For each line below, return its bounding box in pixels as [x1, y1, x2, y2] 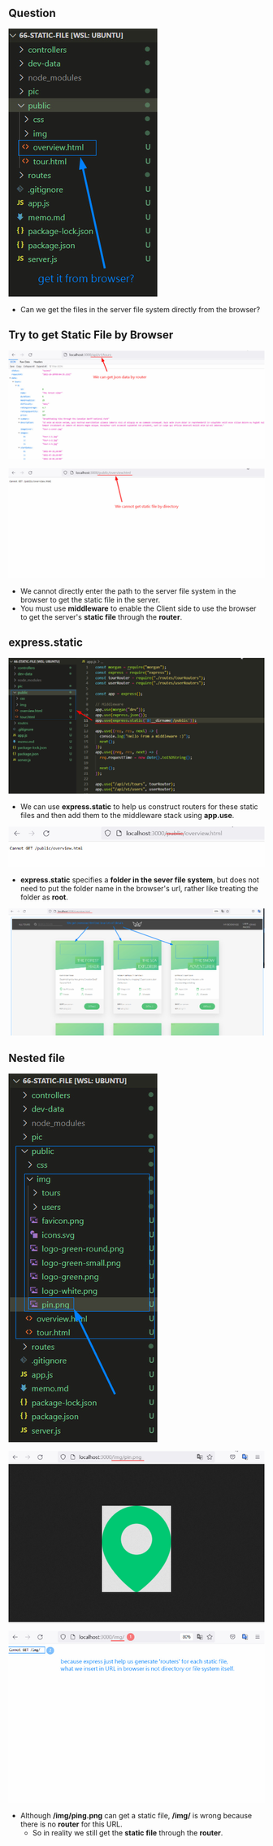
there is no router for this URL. [19, 1819, 123, 1829]
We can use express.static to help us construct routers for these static [19, 801, 258, 812]
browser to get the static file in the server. [19, 594, 161, 604]
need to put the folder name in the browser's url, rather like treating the [19, 884, 258, 894]
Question [8, 7, 56, 20]
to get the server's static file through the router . [19, 612, 183, 621]
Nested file [8, 1051, 65, 1065]
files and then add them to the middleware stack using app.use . [19, 810, 235, 820]
